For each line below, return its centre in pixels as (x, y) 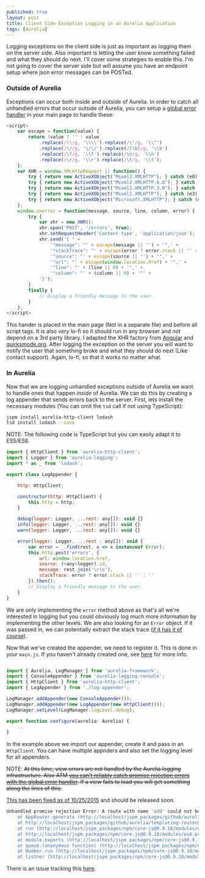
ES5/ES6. (18, 441)
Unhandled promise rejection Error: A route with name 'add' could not (99, 811)
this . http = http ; (52, 502)
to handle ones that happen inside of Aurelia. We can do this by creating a (99, 393)
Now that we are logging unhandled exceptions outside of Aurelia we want (100, 386)
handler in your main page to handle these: (60, 114)
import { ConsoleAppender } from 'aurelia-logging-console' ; (86, 676)
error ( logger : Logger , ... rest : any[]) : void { (80, 541)
